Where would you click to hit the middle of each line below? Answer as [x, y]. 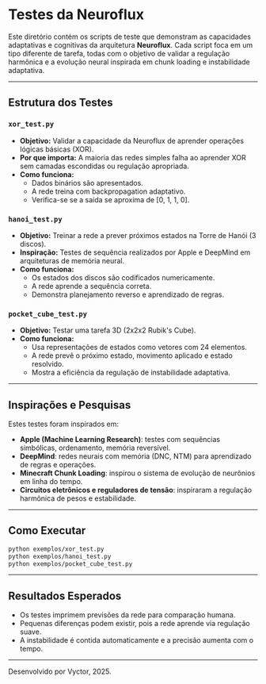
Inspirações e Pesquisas [70, 405]
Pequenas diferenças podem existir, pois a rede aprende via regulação [135, 624]
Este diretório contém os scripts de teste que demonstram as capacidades [130, 37]
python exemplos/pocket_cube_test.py [70, 564]
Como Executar [47, 530]
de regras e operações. [58, 465]
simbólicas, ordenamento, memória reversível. [95, 448]
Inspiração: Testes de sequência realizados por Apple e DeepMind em [135, 252]
